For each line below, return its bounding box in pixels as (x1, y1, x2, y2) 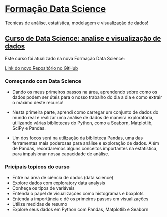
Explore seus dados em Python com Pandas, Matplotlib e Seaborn (12, 206, 149, 213)
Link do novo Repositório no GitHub (5, 65, 78, 71)
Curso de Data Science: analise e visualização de (5, 34, 161, 43)
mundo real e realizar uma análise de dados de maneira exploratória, (12, 115, 154, 121)
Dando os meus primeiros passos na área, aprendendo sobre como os (12, 89, 157, 95)
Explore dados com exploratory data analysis (12, 180, 106, 186)
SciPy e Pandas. (12, 125, 46, 131)
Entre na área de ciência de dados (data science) (12, 175, 114, 181)
